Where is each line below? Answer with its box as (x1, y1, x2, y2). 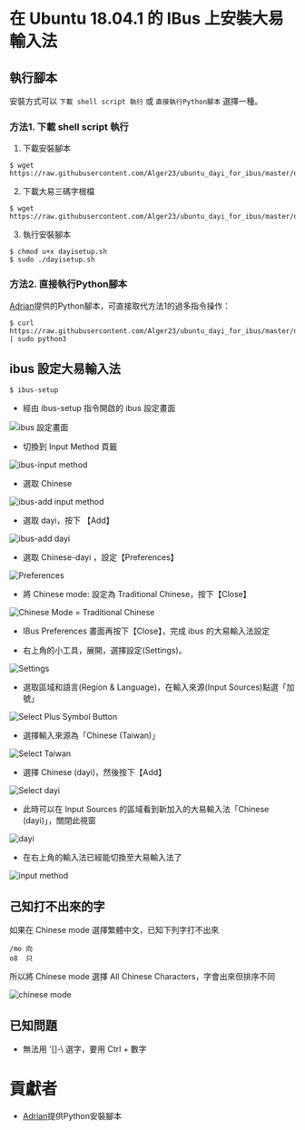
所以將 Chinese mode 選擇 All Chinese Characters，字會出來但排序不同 (9, 971, 275, 982)
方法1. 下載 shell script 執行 (9, 120, 129, 133)
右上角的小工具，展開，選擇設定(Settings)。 (22, 645, 187, 656)
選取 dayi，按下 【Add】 (22, 515, 114, 526)
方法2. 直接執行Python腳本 (9, 278, 128, 290)
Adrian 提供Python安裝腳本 (22, 1110, 123, 1121)
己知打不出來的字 (9, 899, 105, 914)
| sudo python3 (9, 334, 67, 343)
